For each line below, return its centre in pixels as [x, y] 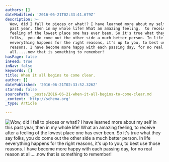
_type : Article [21, 104]
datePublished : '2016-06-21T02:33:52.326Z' [52, 85]
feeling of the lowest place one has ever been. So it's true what [82, 33]
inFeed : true [19, 61]
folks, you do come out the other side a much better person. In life [87, 38]
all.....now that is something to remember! [57, 52]
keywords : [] [19, 71]
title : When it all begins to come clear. [50, 75]
